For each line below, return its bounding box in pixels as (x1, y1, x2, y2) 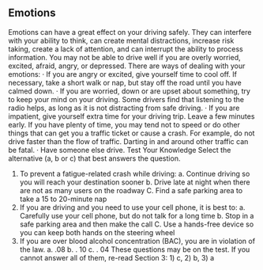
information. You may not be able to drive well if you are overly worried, (8, 52, 241, 62)
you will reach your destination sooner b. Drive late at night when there (19, 177, 250, 187)
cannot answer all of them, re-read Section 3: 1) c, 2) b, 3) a (19, 253, 215, 262)
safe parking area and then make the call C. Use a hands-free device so (19, 219, 254, 229)
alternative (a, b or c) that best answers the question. (8, 154, 181, 163)
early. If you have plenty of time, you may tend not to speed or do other (8, 120, 241, 129)
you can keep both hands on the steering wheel (19, 227, 175, 237)
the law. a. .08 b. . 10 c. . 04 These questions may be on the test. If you (19, 245, 250, 254)
